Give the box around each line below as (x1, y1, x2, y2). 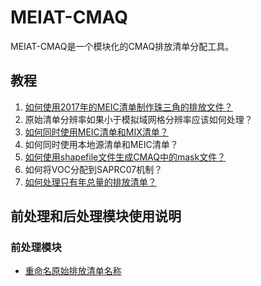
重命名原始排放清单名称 (24, 265, 122, 277)
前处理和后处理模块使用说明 (10, 208, 182, 225)
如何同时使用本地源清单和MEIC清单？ (24, 138, 179, 150)
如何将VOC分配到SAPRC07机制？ (24, 163, 163, 175)
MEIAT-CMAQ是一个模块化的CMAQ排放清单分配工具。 (10, 40, 235, 52)
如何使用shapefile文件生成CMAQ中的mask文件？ (24, 151, 227, 163)
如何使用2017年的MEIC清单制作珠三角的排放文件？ (24, 101, 233, 113)
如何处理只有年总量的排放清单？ (24, 176, 157, 188)
